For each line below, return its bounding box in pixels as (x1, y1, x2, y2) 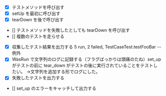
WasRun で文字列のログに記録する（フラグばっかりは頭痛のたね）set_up (11, 56, 161, 62)
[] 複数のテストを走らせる (11, 34, 65, 40)
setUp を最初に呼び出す (11, 10, 61, 16)
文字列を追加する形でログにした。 (30, 69, 100, 75)
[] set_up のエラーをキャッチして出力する (11, 86, 96, 92)
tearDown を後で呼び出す (11, 17, 64, 23)
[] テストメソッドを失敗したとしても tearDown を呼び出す (11, 27, 130, 33)
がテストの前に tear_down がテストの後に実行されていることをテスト (11, 62, 154, 68)
